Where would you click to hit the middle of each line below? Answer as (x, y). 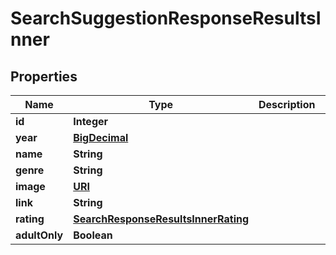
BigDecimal (101, 137)
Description (287, 104)
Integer (91, 121)
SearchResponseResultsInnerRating (161, 219)
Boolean (93, 235)
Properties (44, 76)
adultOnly (39, 235)
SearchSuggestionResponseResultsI (166, 18)
